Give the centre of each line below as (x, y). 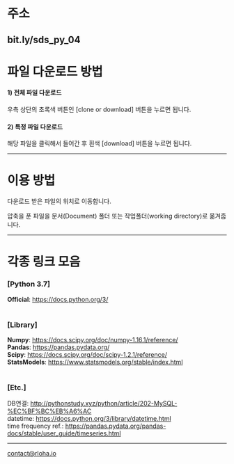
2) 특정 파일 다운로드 (35, 127)
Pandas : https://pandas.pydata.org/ (58, 347)
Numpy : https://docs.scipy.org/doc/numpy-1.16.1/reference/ (93, 339)
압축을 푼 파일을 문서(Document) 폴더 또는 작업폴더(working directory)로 (108, 216)
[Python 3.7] (29, 284)
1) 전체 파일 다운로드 (34, 93)
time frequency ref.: (36, 426)
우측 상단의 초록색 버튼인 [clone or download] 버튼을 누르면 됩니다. (99, 109)
